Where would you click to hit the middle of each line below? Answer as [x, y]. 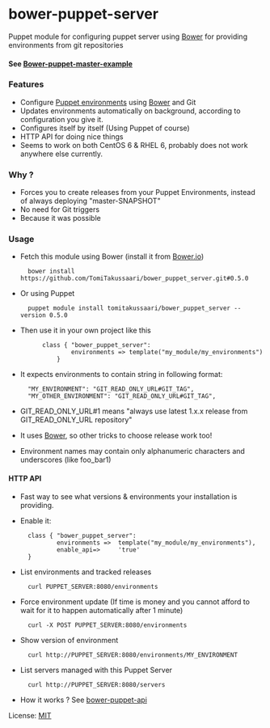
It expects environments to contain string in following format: [121, 375]
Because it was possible [60, 218]
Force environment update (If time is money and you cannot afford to [135, 601]
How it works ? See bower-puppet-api [84, 700]
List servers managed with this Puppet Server [96, 670]
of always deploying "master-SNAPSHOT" [90, 201]
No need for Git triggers [59, 210]
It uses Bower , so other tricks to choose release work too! [116, 436]
